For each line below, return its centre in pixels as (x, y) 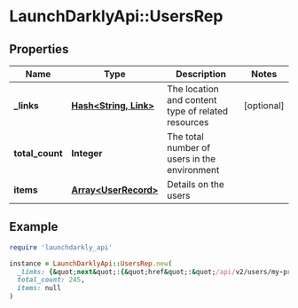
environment (193, 170)
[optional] (264, 106)
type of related (198, 111)
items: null (39, 288)
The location (193, 89)
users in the (192, 159)
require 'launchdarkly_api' (61, 247)
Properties (39, 49)
